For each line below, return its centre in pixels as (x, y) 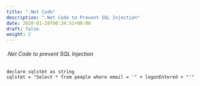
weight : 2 (19, 35)
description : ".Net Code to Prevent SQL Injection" (73, 18)
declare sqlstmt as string (40, 72)
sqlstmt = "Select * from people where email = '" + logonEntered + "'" (100, 77)
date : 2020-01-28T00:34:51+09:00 (49, 23)
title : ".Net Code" (31, 12)
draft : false (23, 29)
